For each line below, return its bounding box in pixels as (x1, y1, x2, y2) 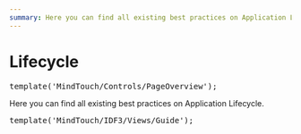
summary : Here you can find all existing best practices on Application (9, 13, 287, 22)
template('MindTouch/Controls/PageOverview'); (9, 81, 218, 91)
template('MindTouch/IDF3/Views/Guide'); (9, 115, 194, 125)
